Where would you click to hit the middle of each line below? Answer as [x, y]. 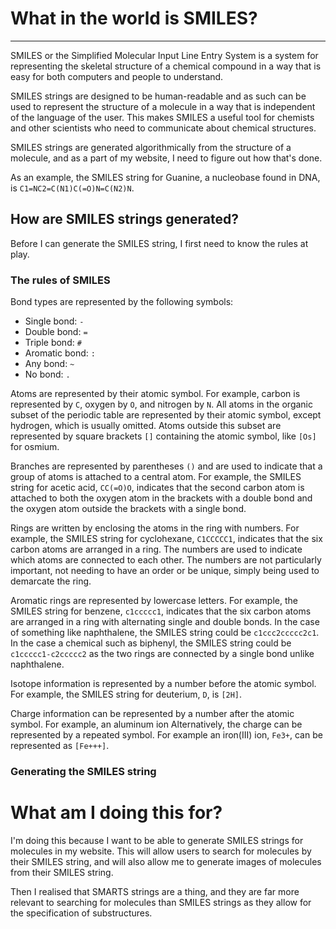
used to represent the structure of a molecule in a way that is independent [163, 106]
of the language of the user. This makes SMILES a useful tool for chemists [162, 117]
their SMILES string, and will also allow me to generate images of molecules [166, 861]
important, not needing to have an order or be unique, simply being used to [165, 571]
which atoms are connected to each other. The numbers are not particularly [166, 560]
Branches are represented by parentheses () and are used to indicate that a [166, 466]
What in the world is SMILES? [134, 18]
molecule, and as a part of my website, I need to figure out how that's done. [166, 158]
